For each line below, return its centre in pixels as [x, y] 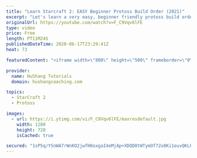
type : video [21, 28]
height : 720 [31, 130]
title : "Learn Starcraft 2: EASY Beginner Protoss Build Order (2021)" [95, 11]
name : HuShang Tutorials [42, 76]
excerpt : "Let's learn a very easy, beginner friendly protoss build [93, 17]
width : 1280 [31, 124]
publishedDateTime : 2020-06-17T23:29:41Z [57, 44]
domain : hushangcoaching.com [47, 82]
